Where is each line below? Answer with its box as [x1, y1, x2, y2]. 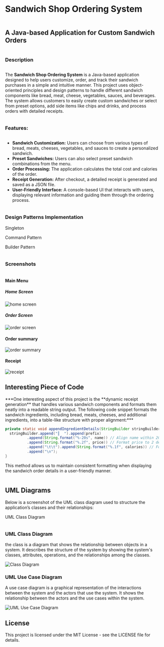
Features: [5, 124, 28, 131]
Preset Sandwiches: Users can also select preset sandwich [12, 156, 133, 162]
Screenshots [5, 261, 36, 267]
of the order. [12, 171, 38, 177]
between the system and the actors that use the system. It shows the [5, 590, 144, 596]
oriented [5, 87, 22, 94]
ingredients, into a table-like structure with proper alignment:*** [5, 417, 134, 423]
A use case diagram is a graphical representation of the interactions [5, 585, 142, 591]
